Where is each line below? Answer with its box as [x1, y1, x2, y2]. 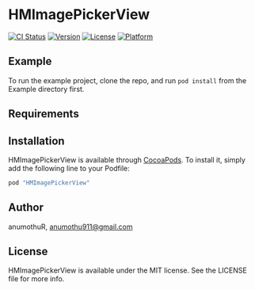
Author [8, 200, 44, 215]
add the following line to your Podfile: [8, 163, 131, 173]
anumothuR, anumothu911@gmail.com [8, 222, 133, 231]
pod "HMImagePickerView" [8, 178, 90, 187]
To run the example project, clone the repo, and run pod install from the [8, 75, 247, 85]
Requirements [8, 107, 79, 120]
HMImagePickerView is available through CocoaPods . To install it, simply [8, 155, 245, 164]
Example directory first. [8, 84, 85, 93]
